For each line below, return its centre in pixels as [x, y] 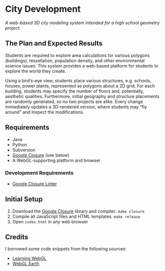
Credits [17, 237]
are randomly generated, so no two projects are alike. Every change [74, 102]
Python [20, 144]
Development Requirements [40, 173]
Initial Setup [24, 199]
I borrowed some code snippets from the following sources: [66, 249]
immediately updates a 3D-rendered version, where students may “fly [76, 106]
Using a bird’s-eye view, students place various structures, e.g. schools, [78, 80]
